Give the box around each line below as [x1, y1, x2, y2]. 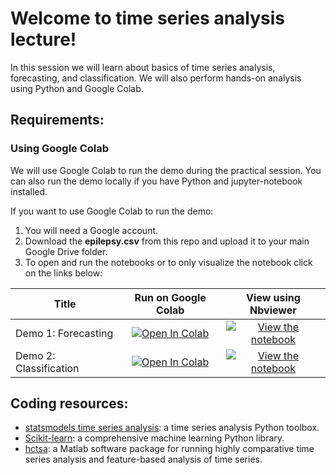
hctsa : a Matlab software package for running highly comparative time [24, 443, 315, 455]
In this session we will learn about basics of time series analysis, [10, 61, 276, 73]
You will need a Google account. [24, 224, 159, 236]
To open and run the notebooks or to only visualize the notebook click [24, 256, 313, 268]
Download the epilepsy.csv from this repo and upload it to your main [24, 235, 310, 247]
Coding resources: [10, 395, 129, 412]
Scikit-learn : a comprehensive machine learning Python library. [24, 432, 285, 444]
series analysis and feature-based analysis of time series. [24, 453, 263, 466]
